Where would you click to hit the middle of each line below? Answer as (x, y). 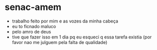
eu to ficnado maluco (34, 26)
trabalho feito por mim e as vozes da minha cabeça (65, 21)
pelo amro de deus (31, 31)
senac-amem (33, 7)
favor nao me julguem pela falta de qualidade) (60, 42)
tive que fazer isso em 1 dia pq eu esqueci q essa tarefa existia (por (82, 37)
